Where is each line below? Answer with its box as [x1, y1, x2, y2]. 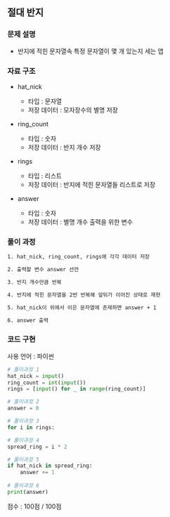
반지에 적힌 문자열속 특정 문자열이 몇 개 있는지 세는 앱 [17, 46, 164, 55]
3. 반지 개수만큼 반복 [7, 279, 62, 286]
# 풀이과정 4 [7, 436, 40, 444]
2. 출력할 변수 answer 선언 [7, 266, 79, 273]
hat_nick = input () [7, 372, 65, 379]
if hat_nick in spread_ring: [7, 462, 93, 469]
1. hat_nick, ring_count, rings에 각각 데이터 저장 [7, 254, 150, 261]
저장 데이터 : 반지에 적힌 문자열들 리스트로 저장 [27, 180, 156, 188]
